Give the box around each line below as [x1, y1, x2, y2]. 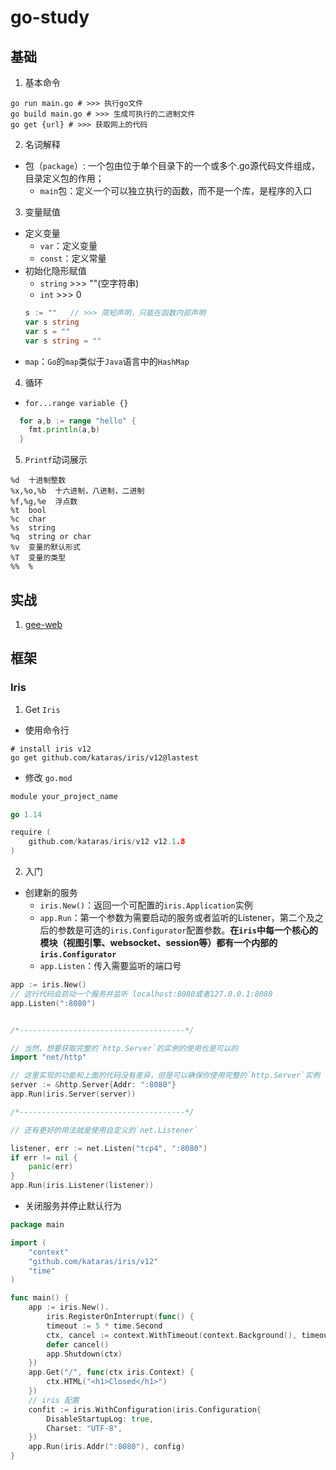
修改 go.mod [24, 771, 73, 783]
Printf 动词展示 [24, 454, 88, 466]
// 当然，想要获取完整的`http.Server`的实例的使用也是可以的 [10, 1043, 239, 1053]
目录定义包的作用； [24, 172, 105, 184]
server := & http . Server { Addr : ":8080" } [10, 1080, 177, 1090]
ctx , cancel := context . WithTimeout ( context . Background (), [46, 1330, 298, 1340]
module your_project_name [10, 791, 118, 801]
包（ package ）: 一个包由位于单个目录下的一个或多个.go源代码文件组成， [24, 160, 320, 171]
